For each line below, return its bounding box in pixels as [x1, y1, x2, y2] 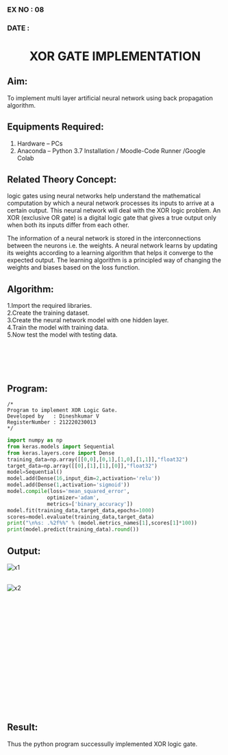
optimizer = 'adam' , [47, 494, 99, 501]
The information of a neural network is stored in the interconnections [7, 235, 201, 243]
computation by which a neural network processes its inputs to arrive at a [7, 199, 214, 207]
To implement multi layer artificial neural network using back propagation [7, 94, 214, 102]
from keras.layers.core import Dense [7, 449, 115, 457]
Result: [7, 721, 38, 733]
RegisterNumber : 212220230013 [7, 419, 97, 426]
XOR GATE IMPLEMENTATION [29, 49, 201, 64]
